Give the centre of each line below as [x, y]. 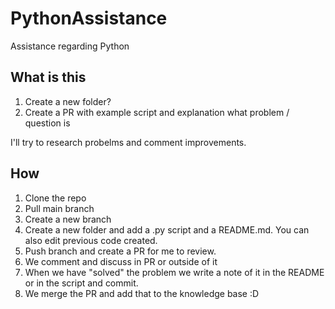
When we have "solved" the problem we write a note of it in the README [174, 272]
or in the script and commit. [81, 283]
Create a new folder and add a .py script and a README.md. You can [167, 229]
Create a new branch [68, 219]
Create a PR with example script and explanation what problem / [157, 112]
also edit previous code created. [91, 240]
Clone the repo [55, 198]
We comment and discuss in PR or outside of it [121, 261]
